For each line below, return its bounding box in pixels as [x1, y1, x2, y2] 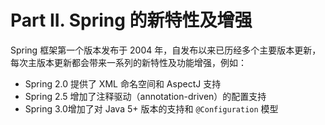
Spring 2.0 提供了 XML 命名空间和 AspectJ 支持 [24, 77, 222, 90]
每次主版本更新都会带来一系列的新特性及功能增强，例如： [10, 56, 247, 68]
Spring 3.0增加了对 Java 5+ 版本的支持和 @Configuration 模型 [24, 102, 279, 115]
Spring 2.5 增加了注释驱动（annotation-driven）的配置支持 [24, 90, 267, 102]
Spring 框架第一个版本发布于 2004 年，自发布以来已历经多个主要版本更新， [10, 44, 322, 56]
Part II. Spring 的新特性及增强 [10, 9, 253, 32]
